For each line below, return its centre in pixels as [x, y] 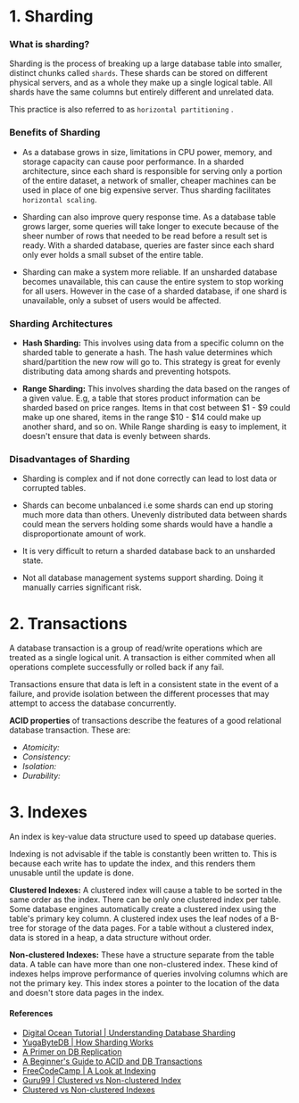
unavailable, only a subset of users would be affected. [121, 300]
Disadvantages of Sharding [70, 459]
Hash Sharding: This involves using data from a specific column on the [153, 343]
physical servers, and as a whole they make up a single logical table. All [141, 83]
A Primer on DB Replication [72, 1052]
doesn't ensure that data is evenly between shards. [116, 436]
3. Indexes [48, 812]
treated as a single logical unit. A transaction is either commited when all [142, 658]
